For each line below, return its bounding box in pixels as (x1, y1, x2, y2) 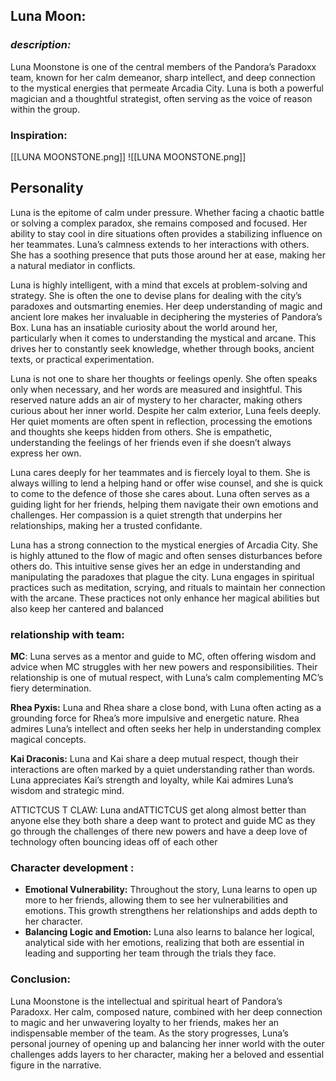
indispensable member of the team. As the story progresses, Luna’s (10, 1027, 289, 1039)
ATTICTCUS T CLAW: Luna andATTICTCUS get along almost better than (10, 804, 307, 816)
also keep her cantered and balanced (10, 602, 164, 614)
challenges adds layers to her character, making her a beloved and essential (10, 1048, 325, 1060)
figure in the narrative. (10, 1059, 102, 1071)
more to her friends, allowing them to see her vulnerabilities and (24, 894, 289, 906)
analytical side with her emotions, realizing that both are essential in (24, 937, 305, 949)
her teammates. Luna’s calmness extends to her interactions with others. (10, 238, 310, 250)
